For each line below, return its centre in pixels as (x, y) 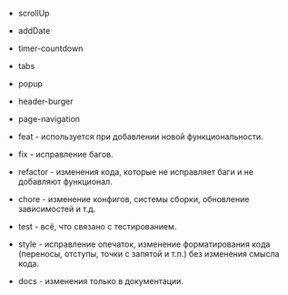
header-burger (46, 101)
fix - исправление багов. (65, 154)
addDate (34, 31)
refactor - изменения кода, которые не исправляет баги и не (136, 172)
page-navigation (49, 119)
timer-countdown (50, 48)
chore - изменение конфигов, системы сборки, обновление (134, 199)
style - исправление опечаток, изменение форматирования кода (144, 244)
